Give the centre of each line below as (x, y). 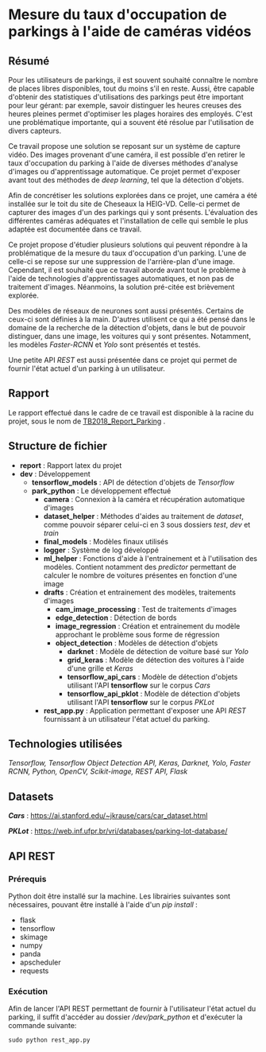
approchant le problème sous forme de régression (137, 634)
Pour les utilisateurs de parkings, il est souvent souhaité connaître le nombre (133, 80)
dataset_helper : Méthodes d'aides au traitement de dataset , (143, 516)
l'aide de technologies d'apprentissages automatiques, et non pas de (121, 279)
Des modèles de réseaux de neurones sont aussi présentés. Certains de (126, 311)
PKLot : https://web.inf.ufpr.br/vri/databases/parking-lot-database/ (118, 831)
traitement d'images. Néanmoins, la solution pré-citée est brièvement (121, 287)
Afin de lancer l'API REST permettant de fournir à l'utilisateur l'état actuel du (132, 1009)
